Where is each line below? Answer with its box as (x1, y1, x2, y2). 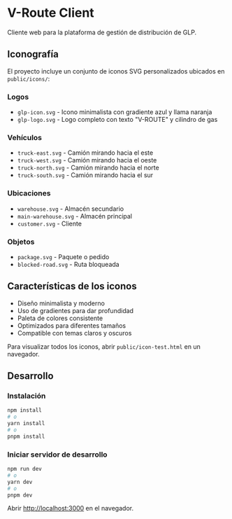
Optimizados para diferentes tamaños (17, 321, 126, 330)
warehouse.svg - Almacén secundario (17, 205, 124, 213)
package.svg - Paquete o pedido (17, 252, 110, 261)
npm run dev (7, 466, 42, 473)
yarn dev (7, 478, 33, 485)
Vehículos (7, 132, 43, 142)
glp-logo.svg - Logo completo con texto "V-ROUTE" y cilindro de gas (17, 116, 218, 124)
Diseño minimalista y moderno (17, 299, 105, 307)
